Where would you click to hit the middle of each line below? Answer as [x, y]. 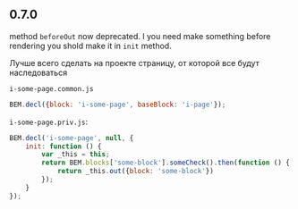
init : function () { [64, 146]
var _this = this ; [76, 155]
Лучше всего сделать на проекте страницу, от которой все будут [134, 63]
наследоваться [38, 72]
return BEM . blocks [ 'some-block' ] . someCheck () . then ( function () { [166, 163]
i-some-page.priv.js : [49, 121]
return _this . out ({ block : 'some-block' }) [136, 171]
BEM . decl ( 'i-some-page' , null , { [72, 138]
